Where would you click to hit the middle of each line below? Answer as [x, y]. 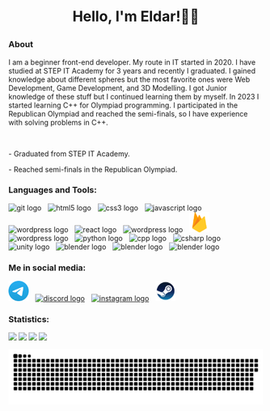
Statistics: [29, 320]
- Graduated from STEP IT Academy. [70, 154]
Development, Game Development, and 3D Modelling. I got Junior [118, 87]
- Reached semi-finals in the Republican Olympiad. [93, 169]
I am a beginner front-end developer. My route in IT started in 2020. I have [132, 62]
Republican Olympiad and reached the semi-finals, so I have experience [128, 113]
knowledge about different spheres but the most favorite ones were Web [129, 79]
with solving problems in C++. [59, 122]
